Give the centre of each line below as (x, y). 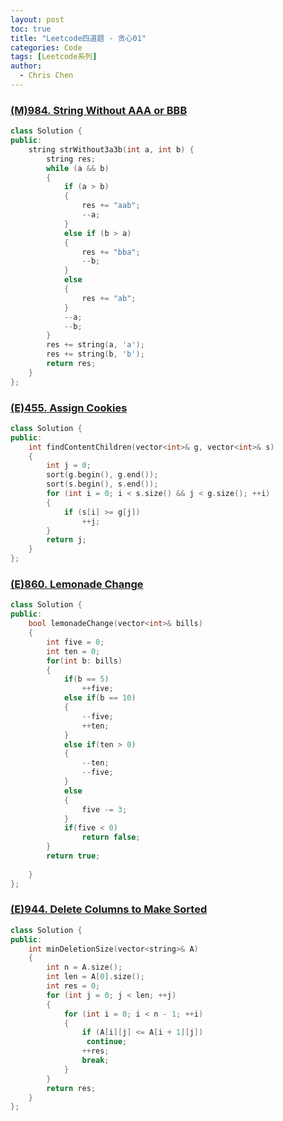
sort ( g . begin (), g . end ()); (102, 475)
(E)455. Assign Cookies (69, 408)
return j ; (66, 540)
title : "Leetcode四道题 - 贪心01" (78, 38)
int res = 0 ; (73, 986)
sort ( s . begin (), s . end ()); (102, 484)
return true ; (73, 856)
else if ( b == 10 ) (100, 698)
